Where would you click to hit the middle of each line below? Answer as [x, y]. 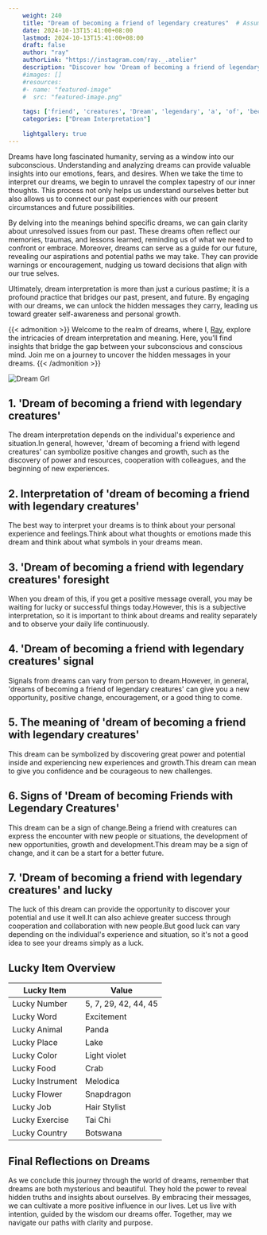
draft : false [44, 45]
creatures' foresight [59, 580]
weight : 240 [42, 15]
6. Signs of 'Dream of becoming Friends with [120, 796]
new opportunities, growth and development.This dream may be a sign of [128, 844]
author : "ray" [46, 52]
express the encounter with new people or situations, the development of [128, 836]
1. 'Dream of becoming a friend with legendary [125, 403]
